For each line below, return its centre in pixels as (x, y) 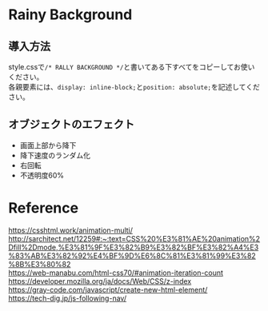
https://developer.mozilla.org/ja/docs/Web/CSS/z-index (100, 281)
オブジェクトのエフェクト (71, 124)
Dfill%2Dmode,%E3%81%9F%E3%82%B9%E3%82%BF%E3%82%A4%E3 (134, 247)
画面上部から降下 (48, 145)
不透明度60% (42, 175)
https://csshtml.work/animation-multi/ (71, 230)
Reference (43, 208)
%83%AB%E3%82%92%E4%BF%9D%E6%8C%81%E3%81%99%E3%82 (132, 255)
